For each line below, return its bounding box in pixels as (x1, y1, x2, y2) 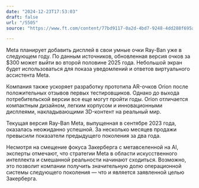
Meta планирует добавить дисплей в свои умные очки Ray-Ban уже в (6, 47, 182, 54)
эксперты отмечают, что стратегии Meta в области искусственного (6, 150, 178, 157)
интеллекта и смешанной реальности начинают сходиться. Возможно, (6, 156, 187, 163)
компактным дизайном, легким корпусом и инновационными (6, 102, 163, 109)
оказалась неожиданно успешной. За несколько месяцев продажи (6, 126, 177, 133)
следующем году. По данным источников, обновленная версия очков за (6, 53, 191, 60)
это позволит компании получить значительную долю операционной (6, 163, 182, 170)
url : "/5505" (6, 20, 38, 25)
